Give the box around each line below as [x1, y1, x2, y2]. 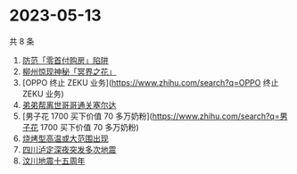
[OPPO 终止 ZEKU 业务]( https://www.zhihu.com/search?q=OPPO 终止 [21, 77, 279, 87]
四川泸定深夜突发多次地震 [21, 144, 117, 154]
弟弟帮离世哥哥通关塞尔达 [21, 99, 117, 110]
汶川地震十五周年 [21, 155, 86, 166]
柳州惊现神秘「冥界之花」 [21, 66, 117, 77]
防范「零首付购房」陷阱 [21, 54, 109, 65]
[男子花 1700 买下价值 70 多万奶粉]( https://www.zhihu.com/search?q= [21, 111, 280, 121]
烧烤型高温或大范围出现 [21, 133, 109, 144]
